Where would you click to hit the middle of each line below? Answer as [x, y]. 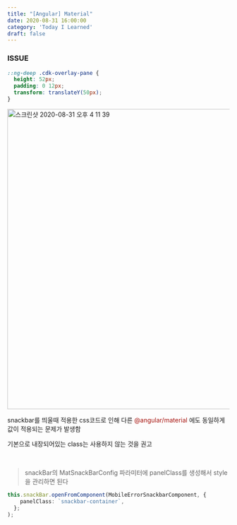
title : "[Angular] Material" [50, 14]
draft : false [26, 34]
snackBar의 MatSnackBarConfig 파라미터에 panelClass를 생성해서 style [126, 472]
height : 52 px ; [34, 79]
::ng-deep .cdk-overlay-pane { [53, 73]
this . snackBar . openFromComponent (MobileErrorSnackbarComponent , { [107, 495]
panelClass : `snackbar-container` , [72, 501]
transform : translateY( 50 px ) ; [58, 93]
